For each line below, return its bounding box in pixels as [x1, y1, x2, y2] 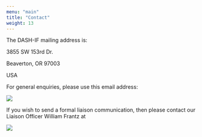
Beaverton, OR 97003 [6, 60, 61, 67]
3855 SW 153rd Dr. [6, 48, 53, 56]
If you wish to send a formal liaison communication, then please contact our [6, 106, 196, 113]
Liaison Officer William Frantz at [6, 113, 86, 120]
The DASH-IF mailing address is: [6, 37, 88, 44]
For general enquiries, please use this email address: [6, 83, 138, 91]
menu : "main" [6, 8, 39, 15]
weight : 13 [6, 20, 34, 26]
